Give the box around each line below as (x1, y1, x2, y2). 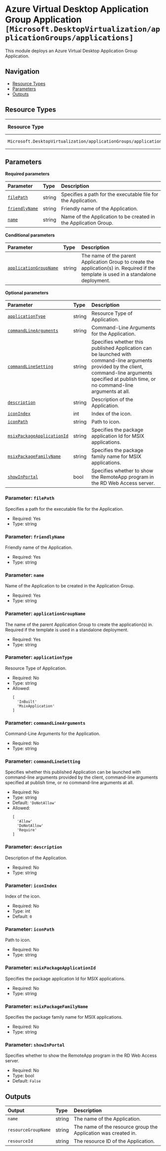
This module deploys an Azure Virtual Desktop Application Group (5, 48, 138, 54)
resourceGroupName (7, 1127, 51, 1133)
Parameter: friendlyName (5, 533, 65, 540)
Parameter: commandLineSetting (5, 758, 81, 765)
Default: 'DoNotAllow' (12, 800, 57, 806)
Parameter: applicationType (5, 654, 73, 661)
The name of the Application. (74, 1115, 141, 1122)
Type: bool (12, 1073, 35, 1079)
